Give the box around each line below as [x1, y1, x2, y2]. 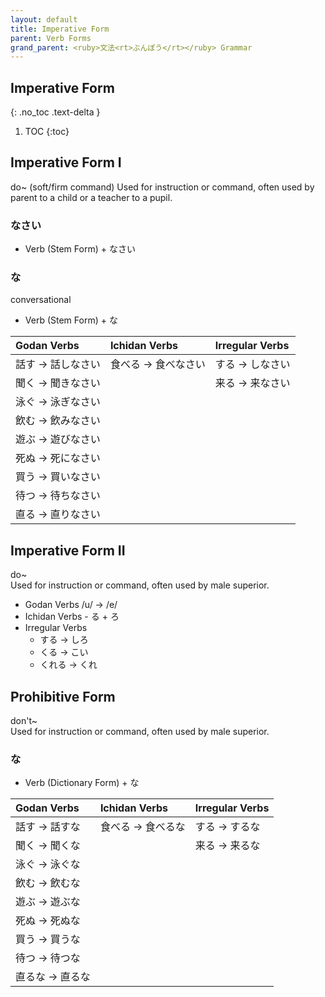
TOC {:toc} [24, 126, 70, 138]
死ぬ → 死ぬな [15, 914, 81, 928]
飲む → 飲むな [15, 876, 81, 890]
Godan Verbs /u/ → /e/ [24, 599, 118, 611]
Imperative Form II [10, 542, 126, 559]
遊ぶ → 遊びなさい [15, 432, 101, 446]
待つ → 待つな [15, 951, 81, 965]
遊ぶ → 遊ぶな [15, 895, 81, 909]
